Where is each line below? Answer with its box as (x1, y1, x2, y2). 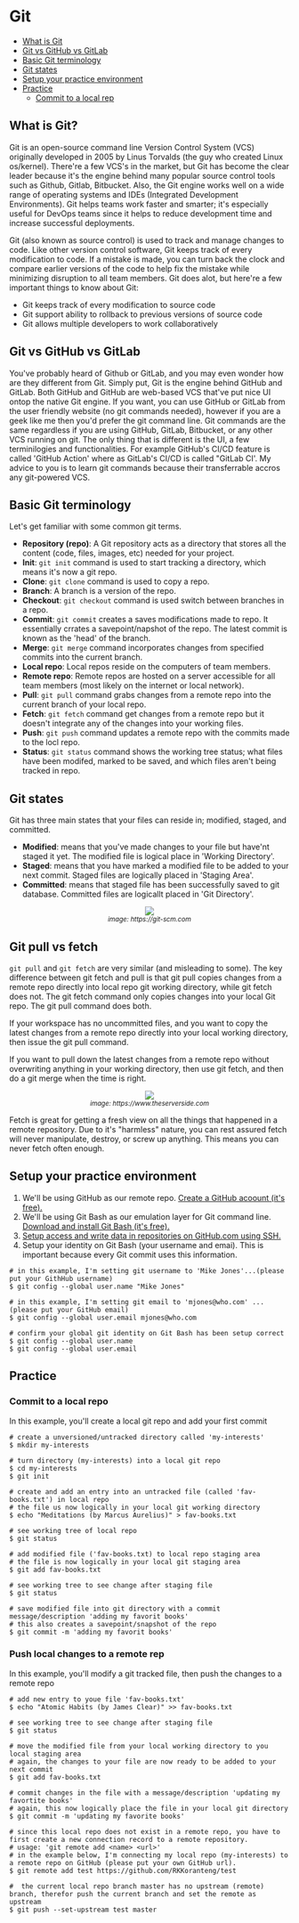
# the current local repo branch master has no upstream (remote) (9, 1881, 265, 1891)
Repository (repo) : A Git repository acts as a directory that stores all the (21, 539, 287, 549)
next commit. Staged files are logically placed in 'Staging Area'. (21, 870, 255, 880)
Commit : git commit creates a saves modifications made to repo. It (21, 614, 269, 625)
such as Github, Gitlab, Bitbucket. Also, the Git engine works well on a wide (9, 180, 285, 191)
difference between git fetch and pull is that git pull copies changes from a (9, 972, 282, 983)
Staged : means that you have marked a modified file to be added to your (21, 861, 289, 872)
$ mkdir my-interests (9, 1440, 90, 1449)
